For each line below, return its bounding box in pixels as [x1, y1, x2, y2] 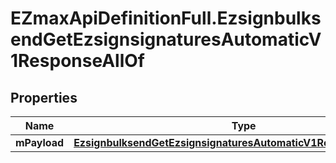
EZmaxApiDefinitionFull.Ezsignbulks [10, 7, 322, 30]
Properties [10, 89, 78, 106]
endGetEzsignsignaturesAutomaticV [10, 28, 322, 51]
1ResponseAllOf [10, 50, 145, 72]
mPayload [15, 136, 65, 149]
